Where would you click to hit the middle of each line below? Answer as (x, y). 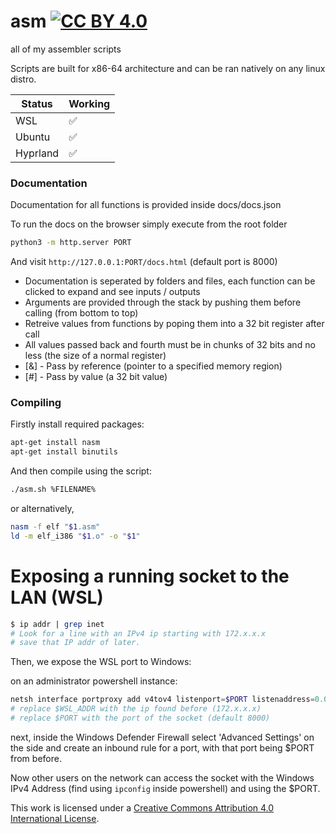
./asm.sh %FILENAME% (53, 490)
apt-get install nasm (55, 443)
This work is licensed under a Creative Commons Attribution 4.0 (142, 807)
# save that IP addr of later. (75, 643)
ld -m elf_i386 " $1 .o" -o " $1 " (75, 536)
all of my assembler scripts (66, 49)
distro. (23, 79)
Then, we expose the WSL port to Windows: (101, 662)
